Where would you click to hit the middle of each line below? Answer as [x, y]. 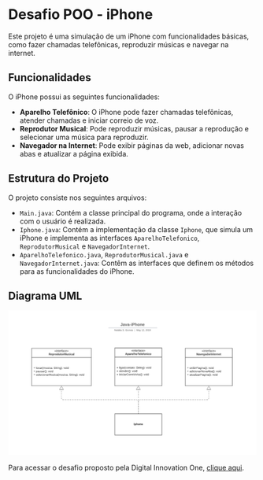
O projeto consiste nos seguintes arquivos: [78, 198]
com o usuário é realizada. [63, 221]
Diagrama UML [45, 295]
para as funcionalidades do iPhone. [77, 271]
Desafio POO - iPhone [81, 15]
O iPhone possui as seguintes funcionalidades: [84, 97]
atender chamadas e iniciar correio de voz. [89, 120]
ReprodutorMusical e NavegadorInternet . [85, 246]
